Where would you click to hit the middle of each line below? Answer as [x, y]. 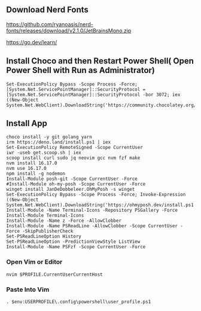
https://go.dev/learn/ [32, 42]
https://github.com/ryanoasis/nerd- [50, 24]
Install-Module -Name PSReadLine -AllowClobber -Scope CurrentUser [92, 226]
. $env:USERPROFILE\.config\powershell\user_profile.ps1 [79, 302]
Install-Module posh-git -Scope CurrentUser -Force [72, 179]
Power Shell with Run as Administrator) [81, 70]
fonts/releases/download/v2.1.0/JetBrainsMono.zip [69, 31]
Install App [27, 124]
